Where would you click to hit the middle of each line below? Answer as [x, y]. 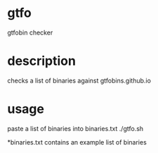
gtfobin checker [30, 32]
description [41, 61]
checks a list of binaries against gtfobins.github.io [79, 80]
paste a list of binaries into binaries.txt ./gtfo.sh [75, 128]
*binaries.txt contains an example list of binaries [77, 142]
